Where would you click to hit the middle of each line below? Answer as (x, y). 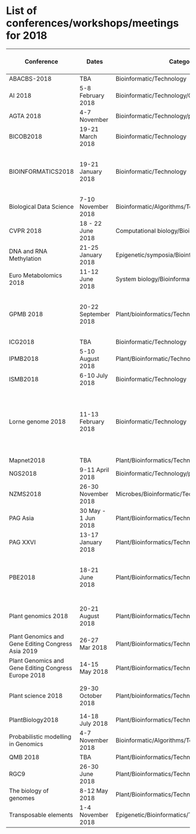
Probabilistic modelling (40, 736)
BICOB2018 (26, 136)
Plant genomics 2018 (38, 616)
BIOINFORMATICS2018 (41, 171)
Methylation (25, 259)
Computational (136, 230)
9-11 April (94, 470)
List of (22, 11)
